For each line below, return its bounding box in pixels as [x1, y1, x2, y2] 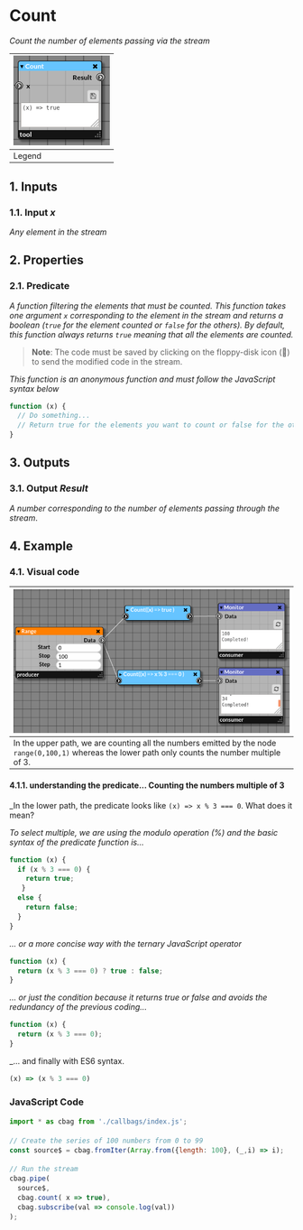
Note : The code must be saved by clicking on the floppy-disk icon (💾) [31, 347, 290, 357]
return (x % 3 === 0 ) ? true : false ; [17, 966, 164, 976]
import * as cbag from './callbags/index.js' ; [9, 1117, 188, 1126]
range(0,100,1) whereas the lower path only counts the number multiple [13, 746, 281, 758]
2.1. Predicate [9, 280, 70, 292]
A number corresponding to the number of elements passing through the [9, 503, 280, 513]
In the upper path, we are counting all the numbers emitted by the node [13, 737, 277, 748]
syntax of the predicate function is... [9, 837, 144, 847]
